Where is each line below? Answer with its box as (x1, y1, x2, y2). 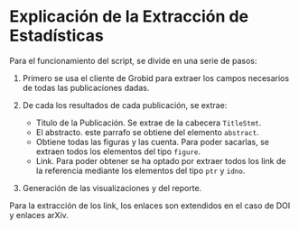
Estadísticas (9, 25, 104, 46)
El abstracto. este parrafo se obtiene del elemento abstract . (35, 126, 259, 137)
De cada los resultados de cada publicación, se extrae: (22, 99, 228, 110)
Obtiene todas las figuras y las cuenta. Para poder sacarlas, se (35, 136, 269, 147)
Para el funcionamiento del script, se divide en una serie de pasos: (9, 55, 257, 66)
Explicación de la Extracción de (9, 6, 249, 27)
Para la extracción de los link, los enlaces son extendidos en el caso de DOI (9, 200, 291, 211)
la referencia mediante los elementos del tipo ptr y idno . (35, 165, 246, 176)
